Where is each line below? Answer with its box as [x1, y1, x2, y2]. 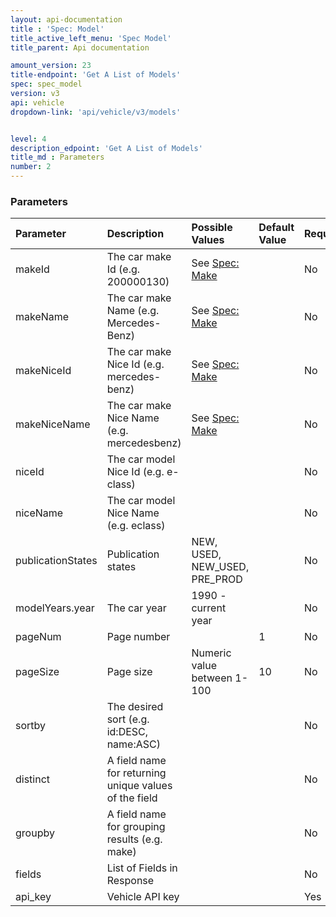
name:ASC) [106, 737, 161, 751]
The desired [106, 700, 164, 714]
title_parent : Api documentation [10, 42, 150, 53]
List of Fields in [106, 861, 178, 875]
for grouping [106, 820, 166, 834]
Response [106, 874, 155, 888]
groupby [15, 826, 55, 840]
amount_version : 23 [10, 61, 92, 71]
